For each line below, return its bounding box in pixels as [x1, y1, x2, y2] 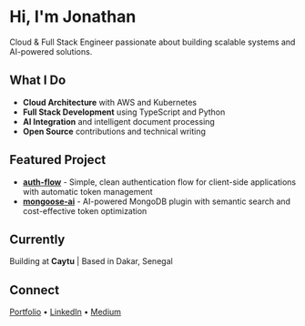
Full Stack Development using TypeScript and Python [22, 107, 226, 117]
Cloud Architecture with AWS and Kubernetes [22, 97, 198, 107]
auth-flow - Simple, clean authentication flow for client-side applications [22, 176, 297, 188]
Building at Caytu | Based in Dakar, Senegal [9, 256, 173, 267]
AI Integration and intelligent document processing [22, 116, 216, 127]
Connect [9, 282, 60, 298]
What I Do [9, 73, 66, 88]
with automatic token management [22, 186, 153, 197]
